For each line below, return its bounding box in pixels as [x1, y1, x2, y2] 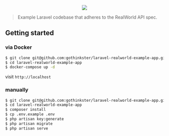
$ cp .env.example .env [5, 112, 55, 117]
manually [5, 86, 29, 93]
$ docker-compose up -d [5, 64, 55, 70]
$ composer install [5, 107, 46, 112]
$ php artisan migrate [5, 121, 53, 126]
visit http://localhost [5, 74, 51, 80]
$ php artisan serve [5, 126, 49, 131]
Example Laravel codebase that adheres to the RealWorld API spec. [17, 14, 157, 20]
